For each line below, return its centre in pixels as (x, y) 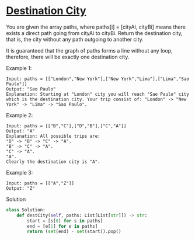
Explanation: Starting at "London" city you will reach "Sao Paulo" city (98, 94)
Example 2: (20, 115)
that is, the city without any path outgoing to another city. (75, 39)
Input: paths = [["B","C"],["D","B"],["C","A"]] (66, 126)
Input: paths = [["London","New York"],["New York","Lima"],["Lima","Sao (98, 79)
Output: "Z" (20, 188)
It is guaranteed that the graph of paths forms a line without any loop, (90, 50)
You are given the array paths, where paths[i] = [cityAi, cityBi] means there (96, 27)
